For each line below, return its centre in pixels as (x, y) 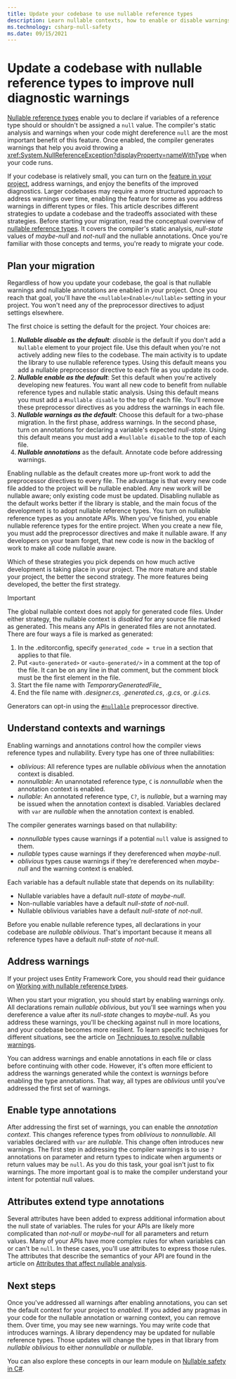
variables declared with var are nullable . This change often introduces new (116, 1142)
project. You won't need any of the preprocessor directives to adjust (106, 305)
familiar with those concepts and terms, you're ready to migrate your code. (116, 244)
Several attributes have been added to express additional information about (116, 1218)
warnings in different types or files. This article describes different (103, 206)
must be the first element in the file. (69, 678)
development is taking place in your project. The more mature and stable (112, 569)
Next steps (32, 1286)
